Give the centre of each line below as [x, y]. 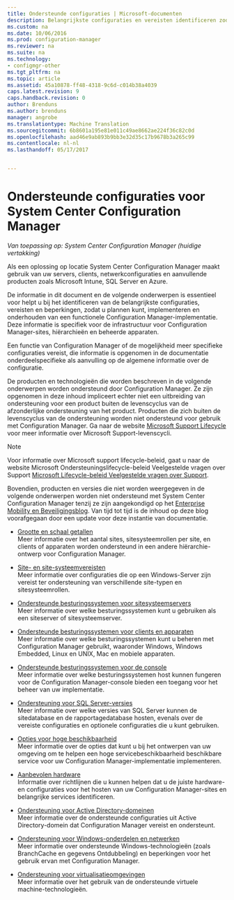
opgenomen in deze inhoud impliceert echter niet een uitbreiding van [106, 396]
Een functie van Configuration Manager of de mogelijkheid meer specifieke [115, 345]
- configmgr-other [34, 66]
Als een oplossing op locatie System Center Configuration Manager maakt [114, 267]
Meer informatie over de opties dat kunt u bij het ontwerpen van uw [114, 746]
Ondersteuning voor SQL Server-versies [75, 703]
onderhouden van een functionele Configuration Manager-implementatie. [112, 317]
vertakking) [24, 253]
